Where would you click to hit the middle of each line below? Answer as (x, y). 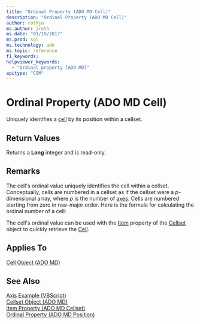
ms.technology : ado (31, 46)
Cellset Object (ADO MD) (37, 302)
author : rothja (25, 23)
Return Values (33, 138)
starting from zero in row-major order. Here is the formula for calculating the (100, 205)
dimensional (21, 198)
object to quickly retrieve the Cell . (48, 229)
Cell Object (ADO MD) (33, 262)
